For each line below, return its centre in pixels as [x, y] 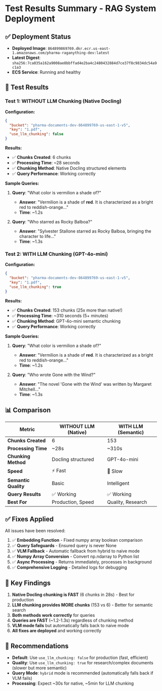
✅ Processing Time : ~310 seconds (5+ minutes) [60, 315]
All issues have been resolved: [35, 531]
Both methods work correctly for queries [53, 615]
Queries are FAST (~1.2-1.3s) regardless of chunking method [73, 620]
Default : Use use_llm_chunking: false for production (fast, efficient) [80, 658]
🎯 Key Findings [28, 583]
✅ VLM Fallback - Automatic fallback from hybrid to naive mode [76, 551]
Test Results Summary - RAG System [81, 8]
